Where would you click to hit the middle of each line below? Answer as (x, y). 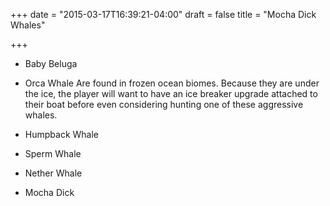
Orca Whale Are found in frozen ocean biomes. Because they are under (172, 83)
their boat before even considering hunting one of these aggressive (164, 104)
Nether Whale (53, 173)
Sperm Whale (53, 153)
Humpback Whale (61, 134)
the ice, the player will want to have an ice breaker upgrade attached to (171, 93)
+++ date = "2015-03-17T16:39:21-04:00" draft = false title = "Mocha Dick (163, 14)
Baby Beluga (51, 63)
